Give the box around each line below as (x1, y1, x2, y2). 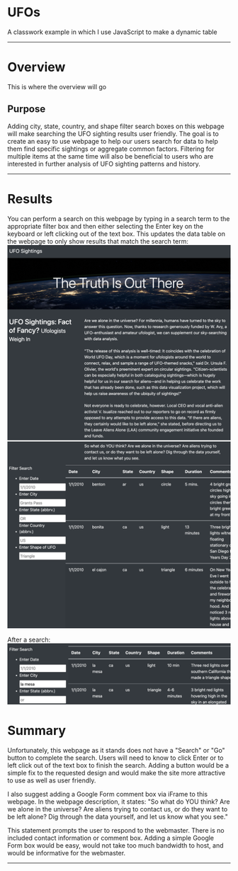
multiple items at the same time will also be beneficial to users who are (7, 152, 214, 160)
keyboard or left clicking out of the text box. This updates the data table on (7, 229, 225, 238)
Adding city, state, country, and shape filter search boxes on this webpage (7, 122, 225, 130)
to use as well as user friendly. (7, 776, 96, 785)
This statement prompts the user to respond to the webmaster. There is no (7, 826, 225, 835)
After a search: (7, 635, 51, 644)
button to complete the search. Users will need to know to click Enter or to (7, 753, 224, 762)
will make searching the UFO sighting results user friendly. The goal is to (7, 129, 220, 138)
